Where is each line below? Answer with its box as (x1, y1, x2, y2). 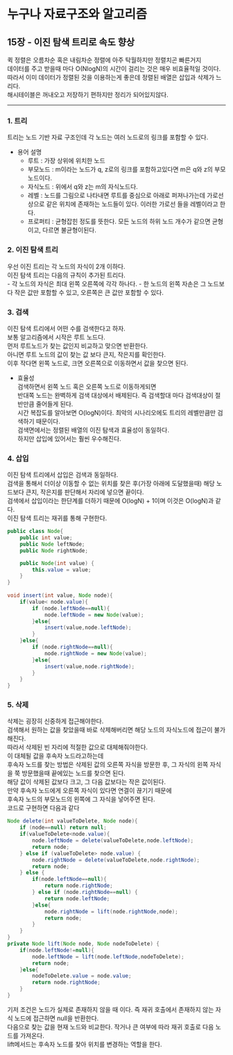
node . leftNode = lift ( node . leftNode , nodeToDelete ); (32, 953, 185, 960)
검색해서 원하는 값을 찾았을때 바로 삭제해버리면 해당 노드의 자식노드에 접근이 (7, 726, 213, 734)
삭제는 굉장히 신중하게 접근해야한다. (7, 717, 104, 725)
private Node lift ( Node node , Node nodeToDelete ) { (7, 940, 159, 947)
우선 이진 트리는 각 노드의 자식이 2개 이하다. (7, 262, 126, 271)
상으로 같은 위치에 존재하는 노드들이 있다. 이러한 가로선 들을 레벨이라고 (27, 200, 218, 208)
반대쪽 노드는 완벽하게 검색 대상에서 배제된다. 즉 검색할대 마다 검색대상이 (17, 391, 214, 399)
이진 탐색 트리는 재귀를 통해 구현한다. (7, 514, 107, 523)
